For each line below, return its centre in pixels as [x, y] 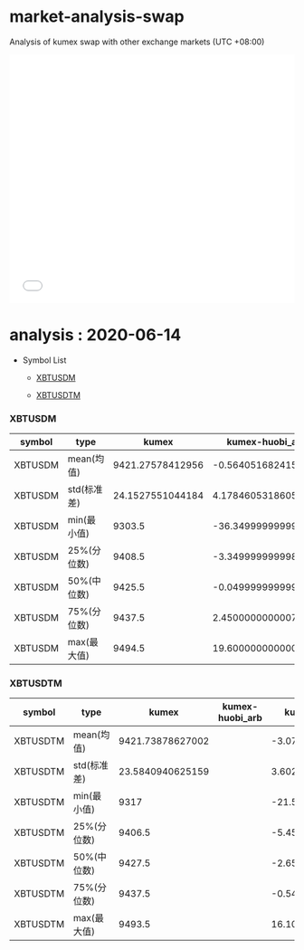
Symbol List [44, 360]
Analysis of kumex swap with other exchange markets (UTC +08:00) [137, 42]
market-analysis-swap [97, 17]
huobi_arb [240, 718]
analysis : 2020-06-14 [95, 335]
